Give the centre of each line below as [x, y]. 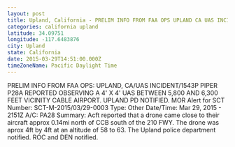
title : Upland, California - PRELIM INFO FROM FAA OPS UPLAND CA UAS [111, 20]
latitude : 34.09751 [36, 33]
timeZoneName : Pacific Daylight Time [62, 65]
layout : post [26, 14]
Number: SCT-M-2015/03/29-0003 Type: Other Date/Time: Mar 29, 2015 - [114, 107]
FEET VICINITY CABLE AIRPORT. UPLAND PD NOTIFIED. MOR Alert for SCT [116, 100]
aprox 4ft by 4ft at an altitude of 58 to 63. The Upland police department [112, 130]
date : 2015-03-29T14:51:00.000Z [54, 59]
